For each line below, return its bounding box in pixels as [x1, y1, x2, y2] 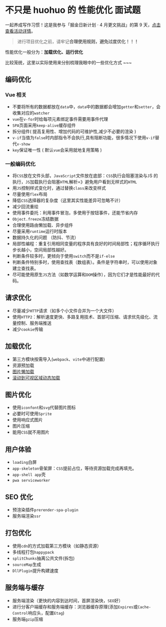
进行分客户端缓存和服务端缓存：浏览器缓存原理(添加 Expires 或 [12, 604, 138, 610]
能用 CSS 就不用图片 [12, 429, 50, 435]
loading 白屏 [12, 459, 37, 465]
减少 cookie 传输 [12, 326, 43, 332]
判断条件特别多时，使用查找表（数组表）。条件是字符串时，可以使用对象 [12, 259, 158, 265]
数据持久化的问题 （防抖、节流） [12, 234, 79, 240]
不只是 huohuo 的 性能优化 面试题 [5, 4, 141, 16]
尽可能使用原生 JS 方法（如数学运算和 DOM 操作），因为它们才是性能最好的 [12, 271, 156, 277]
